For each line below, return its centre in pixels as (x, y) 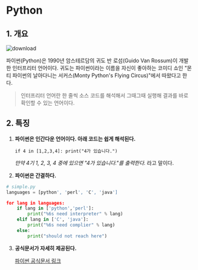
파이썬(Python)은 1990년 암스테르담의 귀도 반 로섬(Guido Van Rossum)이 (92, 61)
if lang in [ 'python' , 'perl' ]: (55, 208)
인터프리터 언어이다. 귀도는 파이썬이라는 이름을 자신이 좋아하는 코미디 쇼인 (98, 68)
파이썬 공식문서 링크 (38, 261)
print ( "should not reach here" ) (68, 236)
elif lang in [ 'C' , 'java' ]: (53, 220)
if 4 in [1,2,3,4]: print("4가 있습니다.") (66, 151)
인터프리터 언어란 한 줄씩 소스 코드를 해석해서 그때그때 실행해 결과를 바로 (104, 95)
